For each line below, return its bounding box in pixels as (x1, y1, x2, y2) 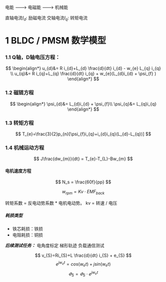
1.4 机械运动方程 (5, 144, 45, 151)
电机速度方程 (5, 168, 31, 173)
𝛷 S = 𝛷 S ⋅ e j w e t (68, 270, 98, 278)
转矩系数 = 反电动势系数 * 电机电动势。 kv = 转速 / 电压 (5, 200, 117, 206)
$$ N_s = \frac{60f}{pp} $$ (55, 179, 111, 185)
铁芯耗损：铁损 (12, 226, 43, 232)
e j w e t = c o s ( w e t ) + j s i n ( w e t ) (55, 260, 111, 268)
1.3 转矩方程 (5, 119, 34, 126)
